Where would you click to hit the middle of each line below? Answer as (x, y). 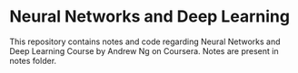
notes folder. (33, 60)
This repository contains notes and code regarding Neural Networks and (145, 41)
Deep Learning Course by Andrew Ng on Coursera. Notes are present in (144, 50)
